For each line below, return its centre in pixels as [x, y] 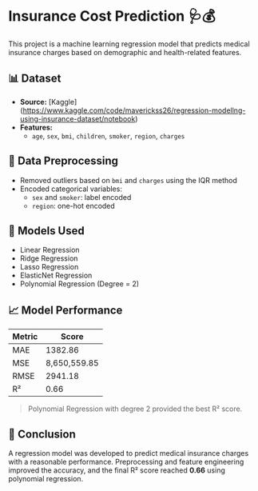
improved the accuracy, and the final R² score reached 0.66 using [117, 470]
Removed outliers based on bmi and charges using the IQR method [129, 180]
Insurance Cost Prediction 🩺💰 [112, 16]
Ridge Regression [49, 258]
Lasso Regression [49, 267]
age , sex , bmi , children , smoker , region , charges [108, 136]
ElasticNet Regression [56, 275]
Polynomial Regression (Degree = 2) [79, 284]
